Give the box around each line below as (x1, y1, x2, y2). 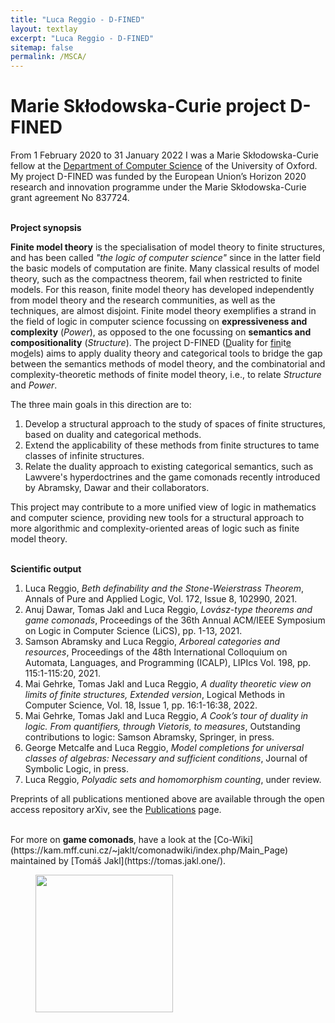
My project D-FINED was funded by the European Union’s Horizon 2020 (10, 171, 307, 183)
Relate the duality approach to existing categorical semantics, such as (24, 461, 314, 473)
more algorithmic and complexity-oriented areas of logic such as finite (10, 522, 300, 535)
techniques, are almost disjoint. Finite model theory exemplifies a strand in (10, 305, 317, 317)
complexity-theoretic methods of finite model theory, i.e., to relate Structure (10, 369, 322, 381)
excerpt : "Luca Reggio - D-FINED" (10, 33, 155, 43)
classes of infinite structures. (24, 450, 145, 462)
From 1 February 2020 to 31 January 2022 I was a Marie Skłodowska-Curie (10, 149, 319, 161)
